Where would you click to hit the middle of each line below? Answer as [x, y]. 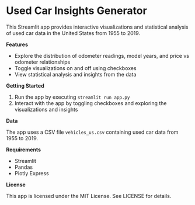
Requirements [24, 150]
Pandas [24, 167]
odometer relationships [42, 62]
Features [17, 44]
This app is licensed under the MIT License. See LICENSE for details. [89, 196]
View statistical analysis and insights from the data [75, 74]
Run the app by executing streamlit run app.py [72, 97]
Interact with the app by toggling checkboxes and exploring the [91, 103]
